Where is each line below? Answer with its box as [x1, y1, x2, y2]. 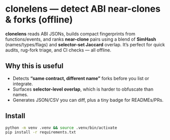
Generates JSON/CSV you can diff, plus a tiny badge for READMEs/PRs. [12, 97, 164, 103]
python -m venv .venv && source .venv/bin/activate [5, 125, 117, 130]
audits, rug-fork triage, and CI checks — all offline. [5, 47, 111, 53]
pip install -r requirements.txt [5, 130, 76, 135]
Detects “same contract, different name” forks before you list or [12, 75, 149, 81]
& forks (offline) [5, 14, 73, 25]
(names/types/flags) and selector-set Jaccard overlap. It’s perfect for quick [5, 41, 165, 47]
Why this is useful [5, 62, 64, 70]
